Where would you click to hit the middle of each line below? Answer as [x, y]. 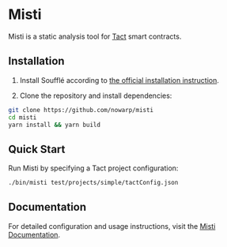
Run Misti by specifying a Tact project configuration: [93, 168]
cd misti [23, 117]
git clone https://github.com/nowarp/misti [81, 110]
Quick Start [37, 149]
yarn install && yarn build [55, 125]
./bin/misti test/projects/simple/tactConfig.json [93, 183]
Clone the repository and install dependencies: [96, 95]
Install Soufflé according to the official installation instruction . [119, 80]
